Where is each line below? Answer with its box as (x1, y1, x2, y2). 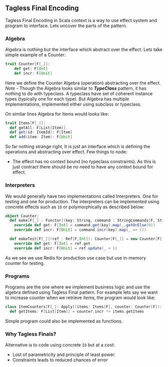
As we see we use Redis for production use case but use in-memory (5, 255, 146, 261)
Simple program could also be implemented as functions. (5, 318, 123, 324)
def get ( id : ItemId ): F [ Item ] (9, 130, 72, 135)
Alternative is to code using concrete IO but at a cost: (5, 342, 115, 347)
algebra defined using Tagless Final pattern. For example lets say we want (5, 289, 158, 295)
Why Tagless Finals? (5, 330, 56, 337)
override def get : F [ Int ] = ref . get (14, 241, 91, 246)
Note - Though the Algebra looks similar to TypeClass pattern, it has (5, 85, 146, 91)
